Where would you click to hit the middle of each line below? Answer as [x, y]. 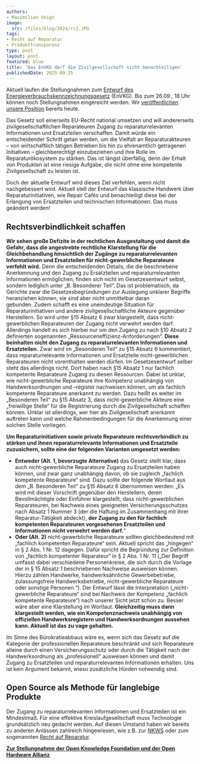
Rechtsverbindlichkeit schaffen [66, 227]
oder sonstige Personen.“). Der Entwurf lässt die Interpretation [92, 588]
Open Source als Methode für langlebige [83, 688]
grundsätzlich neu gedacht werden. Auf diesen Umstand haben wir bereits [98, 724]
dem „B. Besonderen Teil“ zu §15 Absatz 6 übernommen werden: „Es [99, 486]
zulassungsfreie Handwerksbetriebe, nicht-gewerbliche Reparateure [99, 581]
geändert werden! [28, 208]
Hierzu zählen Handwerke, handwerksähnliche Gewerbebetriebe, [95, 575]
